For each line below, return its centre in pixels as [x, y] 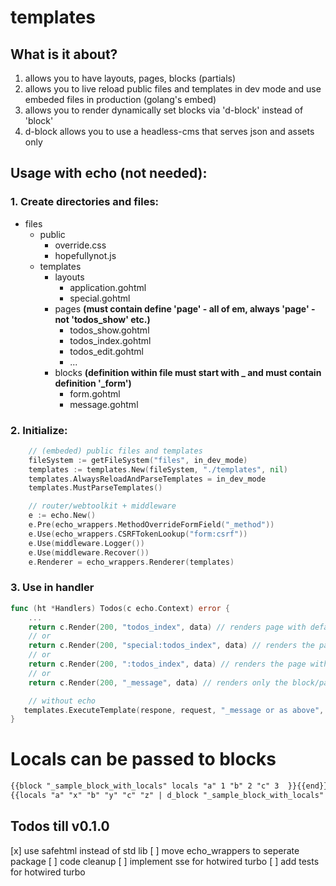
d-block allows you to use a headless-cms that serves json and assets [169, 131]
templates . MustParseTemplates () [95, 488]
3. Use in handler [52, 588]
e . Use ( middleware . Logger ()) [86, 543]
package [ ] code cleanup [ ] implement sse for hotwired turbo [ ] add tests [165, 861]
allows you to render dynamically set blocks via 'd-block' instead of [164, 110]
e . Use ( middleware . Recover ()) [89, 552]
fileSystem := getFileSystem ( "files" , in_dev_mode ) [138, 460]
